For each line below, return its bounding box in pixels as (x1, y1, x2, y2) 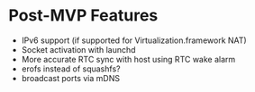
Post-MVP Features (8, 5, 159, 26)
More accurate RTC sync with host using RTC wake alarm (21, 54, 236, 64)
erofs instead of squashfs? (21, 63, 121, 74)
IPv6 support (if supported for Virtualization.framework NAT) (21, 35, 247, 46)
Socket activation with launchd (21, 44, 136, 54)
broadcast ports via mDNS (21, 72, 121, 83)
